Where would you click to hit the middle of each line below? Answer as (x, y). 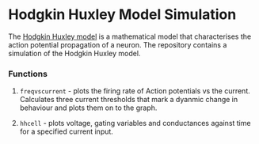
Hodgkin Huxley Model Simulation (122, 15)
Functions (28, 74)
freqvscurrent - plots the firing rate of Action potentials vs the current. (135, 91)
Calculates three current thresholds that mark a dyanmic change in (129, 100)
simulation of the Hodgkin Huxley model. (74, 53)
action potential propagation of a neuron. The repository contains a (118, 44)
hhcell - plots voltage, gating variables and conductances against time (135, 123)
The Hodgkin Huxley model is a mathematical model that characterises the (130, 36)
